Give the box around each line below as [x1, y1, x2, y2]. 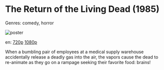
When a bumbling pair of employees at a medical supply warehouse [5, 49, 144, 55]
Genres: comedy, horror [5, 20, 54, 26]
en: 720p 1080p [5, 39, 37, 45]
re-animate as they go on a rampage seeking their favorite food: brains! [5, 59, 151, 65]
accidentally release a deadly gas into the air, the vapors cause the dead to [5, 54, 159, 60]
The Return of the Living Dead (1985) [5, 3, 160, 15]
